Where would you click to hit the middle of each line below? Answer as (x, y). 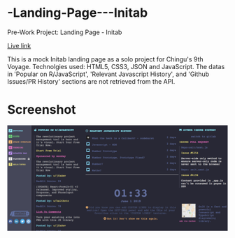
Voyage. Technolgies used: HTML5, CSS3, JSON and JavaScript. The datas (116, 66)
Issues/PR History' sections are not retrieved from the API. (91, 81)
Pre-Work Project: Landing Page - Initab (65, 32)
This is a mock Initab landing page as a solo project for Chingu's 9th (106, 59)
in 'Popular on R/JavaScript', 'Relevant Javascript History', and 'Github (108, 74)
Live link (19, 45)
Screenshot (42, 110)
